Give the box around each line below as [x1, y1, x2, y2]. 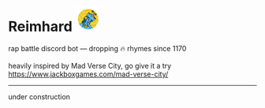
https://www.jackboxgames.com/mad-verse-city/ [8, 69, 169, 79]
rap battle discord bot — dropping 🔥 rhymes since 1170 [8, 43, 187, 53]
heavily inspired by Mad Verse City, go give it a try [8, 61, 172, 70]
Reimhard [8, 18, 73, 35]
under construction [8, 91, 71, 101]
